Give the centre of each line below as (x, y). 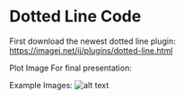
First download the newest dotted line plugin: (93, 41)
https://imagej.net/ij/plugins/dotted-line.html (91, 50)
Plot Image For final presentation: (70, 68)
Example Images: (41, 85)
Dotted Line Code (75, 16)
